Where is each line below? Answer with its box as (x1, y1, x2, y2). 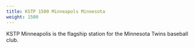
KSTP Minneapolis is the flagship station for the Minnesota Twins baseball (6, 30, 189, 37)
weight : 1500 (6, 14, 39, 20)
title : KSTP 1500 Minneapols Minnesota (6, 8, 106, 15)
